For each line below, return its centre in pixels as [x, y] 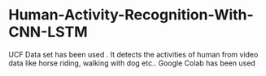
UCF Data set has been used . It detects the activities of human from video [133, 54]
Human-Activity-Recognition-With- [131, 15]
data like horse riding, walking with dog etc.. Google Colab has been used [132, 63]
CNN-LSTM [48, 32]
